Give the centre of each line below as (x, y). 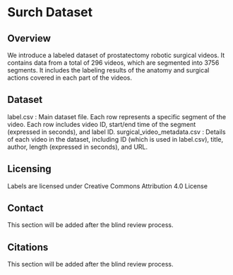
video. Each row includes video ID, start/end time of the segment (102, 124)
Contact (25, 208)
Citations (28, 247)
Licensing (29, 169)
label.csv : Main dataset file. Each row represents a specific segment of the (117, 116)
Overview (29, 38)
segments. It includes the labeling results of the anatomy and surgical (108, 70)
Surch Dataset (50, 12)
